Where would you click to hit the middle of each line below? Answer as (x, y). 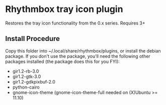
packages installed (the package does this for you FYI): (62, 61)
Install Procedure (33, 39)
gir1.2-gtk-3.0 (27, 76)
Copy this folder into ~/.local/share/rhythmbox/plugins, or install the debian (83, 50)
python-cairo (26, 87)
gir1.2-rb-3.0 (26, 71)
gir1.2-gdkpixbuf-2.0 (34, 81)
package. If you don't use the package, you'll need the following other (78, 56)
